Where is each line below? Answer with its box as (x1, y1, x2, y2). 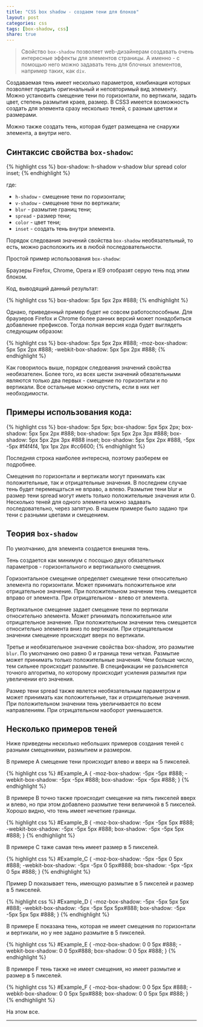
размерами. (6, 111, 38, 119)
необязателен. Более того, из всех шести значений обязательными (6, 370, 181, 377)
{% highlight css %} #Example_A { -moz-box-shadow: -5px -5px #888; (6, 770, 184, 777)
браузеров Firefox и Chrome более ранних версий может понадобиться (6, 314, 192, 322)
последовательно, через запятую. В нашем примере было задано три (6, 504, 188, 512)
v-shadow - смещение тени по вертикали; (14, 199, 121, 206)
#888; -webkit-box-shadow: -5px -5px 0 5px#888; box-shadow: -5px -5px (6, 862, 193, 869)
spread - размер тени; (14, 212, 71, 219)
